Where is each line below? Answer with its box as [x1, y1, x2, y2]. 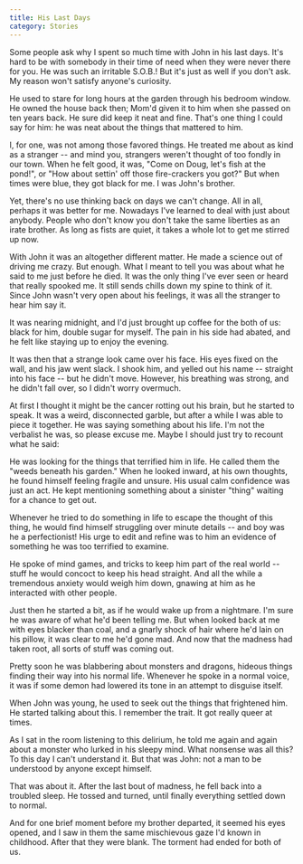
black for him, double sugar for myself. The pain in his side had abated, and [9, 327, 291, 337]
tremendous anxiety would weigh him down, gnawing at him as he [9, 577, 256, 588]
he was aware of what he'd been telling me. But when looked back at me [9, 614, 280, 625]
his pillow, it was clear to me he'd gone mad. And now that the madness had [9, 633, 293, 644]
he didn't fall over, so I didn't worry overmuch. [9, 382, 182, 394]
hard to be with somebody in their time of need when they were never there [9, 56, 291, 67]
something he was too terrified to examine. [9, 540, 169, 552]
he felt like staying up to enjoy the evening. [9, 336, 169, 347]
